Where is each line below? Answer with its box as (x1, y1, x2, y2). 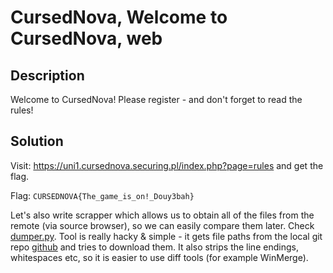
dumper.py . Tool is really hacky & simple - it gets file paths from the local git (10, 230, 323, 242)
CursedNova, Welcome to (10, 6, 228, 29)
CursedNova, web (10, 27, 163, 50)
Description (10, 67, 85, 84)
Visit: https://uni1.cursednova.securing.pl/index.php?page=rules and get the (10, 159, 324, 171)
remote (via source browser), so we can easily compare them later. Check (10, 219, 315, 231)
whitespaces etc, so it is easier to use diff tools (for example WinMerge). (10, 251, 309, 263)
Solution (10, 133, 64, 150)
